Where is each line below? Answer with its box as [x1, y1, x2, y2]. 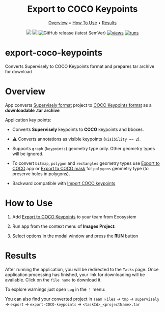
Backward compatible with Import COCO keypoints [12, 180, 115, 186]
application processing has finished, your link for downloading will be [5, 272, 145, 278]
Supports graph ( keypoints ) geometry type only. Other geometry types [12, 145, 155, 151]
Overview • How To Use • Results [48, 20, 117, 26]
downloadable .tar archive [5, 107, 60, 113]
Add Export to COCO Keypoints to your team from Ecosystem [12, 214, 137, 219]
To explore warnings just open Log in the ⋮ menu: [5, 286, 106, 292]
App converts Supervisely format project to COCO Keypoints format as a [5, 102, 152, 108]
